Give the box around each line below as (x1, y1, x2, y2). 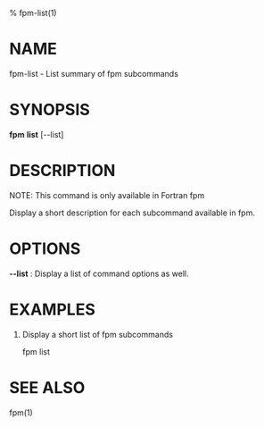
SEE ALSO (9, 377, 86, 398)
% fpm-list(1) (9, 8, 57, 18)
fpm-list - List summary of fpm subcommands (9, 68, 178, 79)
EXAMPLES (9, 299, 95, 320)
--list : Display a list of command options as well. (9, 268, 189, 279)
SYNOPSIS (9, 100, 91, 120)
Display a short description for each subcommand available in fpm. (9, 207, 256, 218)
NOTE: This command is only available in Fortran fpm (9, 189, 205, 200)
